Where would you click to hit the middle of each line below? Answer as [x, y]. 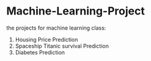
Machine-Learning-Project [75, 11]
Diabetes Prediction [40, 52]
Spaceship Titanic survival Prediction [62, 46]
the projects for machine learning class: [56, 28]
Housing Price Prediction [46, 39]
